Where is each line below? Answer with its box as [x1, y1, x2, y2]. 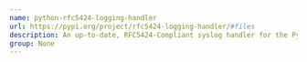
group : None [9, 38, 55, 48]
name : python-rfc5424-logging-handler [9, 13, 157, 23]
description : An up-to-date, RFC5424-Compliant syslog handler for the [9, 30, 288, 39]
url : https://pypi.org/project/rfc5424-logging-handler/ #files [9, 22, 256, 31]
